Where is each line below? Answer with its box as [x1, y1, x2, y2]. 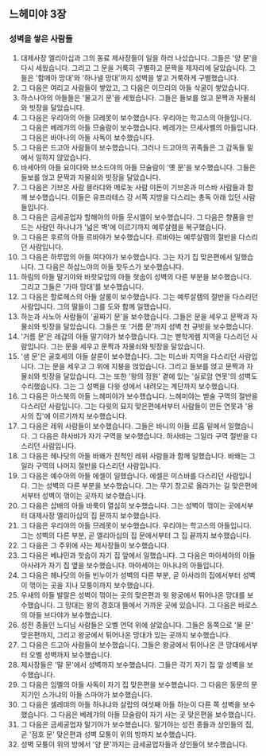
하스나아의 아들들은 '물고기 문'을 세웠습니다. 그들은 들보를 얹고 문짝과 [20, 92, 235, 102]
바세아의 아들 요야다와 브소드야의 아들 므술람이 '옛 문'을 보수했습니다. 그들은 [20, 162, 256, 172]
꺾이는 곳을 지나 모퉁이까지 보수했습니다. [29, 580, 155, 590]
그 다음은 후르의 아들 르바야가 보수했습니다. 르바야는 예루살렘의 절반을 [20, 232, 237, 241]
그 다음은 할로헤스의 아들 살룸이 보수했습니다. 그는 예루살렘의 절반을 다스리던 [20, 291, 259, 301]
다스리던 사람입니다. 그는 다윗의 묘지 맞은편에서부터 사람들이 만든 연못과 [20, 401, 244, 411]
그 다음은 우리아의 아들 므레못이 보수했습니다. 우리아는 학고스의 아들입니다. [20, 112, 253, 122]
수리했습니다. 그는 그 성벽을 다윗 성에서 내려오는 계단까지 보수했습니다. [20, 381, 239, 391]
